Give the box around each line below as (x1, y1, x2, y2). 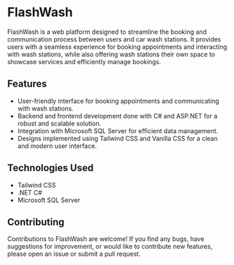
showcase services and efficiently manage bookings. (7, 57, 162, 66)
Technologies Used (7, 162, 93, 174)
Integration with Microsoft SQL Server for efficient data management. (17, 126, 219, 135)
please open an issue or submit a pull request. (7, 249, 141, 258)
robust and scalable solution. (17, 119, 102, 128)
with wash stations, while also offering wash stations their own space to (7, 50, 216, 58)
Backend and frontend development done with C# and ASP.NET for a (17, 111, 218, 120)
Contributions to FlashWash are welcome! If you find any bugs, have (7, 235, 205, 243)
